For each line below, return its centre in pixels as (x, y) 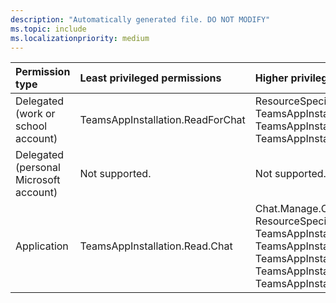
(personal (38, 168)
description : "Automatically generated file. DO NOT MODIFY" (140, 19)
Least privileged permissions (150, 78)
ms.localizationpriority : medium (80, 38)
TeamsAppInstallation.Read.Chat (156, 246)
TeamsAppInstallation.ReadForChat (162, 120)
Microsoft (38, 180)
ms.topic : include (48, 29)
